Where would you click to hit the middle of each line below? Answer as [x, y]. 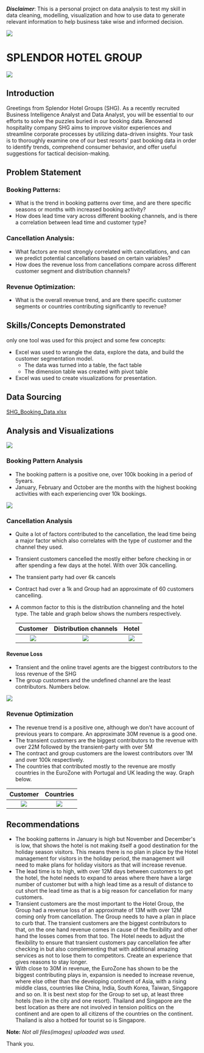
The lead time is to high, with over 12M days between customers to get [104, 872]
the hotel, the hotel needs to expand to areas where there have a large [103, 878]
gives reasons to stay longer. [51, 962]
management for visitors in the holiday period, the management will [100, 859]
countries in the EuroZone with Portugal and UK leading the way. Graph [105, 772]
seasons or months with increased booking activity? [80, 210]
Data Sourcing [34, 397]
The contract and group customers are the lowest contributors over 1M [104, 753]
